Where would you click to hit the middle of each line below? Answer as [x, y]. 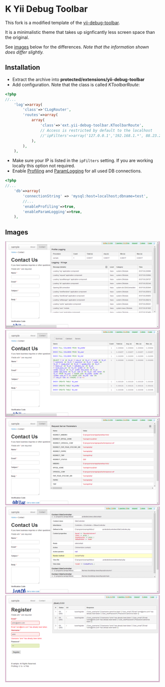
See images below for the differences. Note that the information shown [77, 47]
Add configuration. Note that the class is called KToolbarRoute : [76, 84]
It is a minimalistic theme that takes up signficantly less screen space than [80, 32]
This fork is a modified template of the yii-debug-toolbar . [63, 23]
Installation [23, 68]
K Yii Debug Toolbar [46, 9]
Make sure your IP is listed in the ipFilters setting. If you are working [82, 161]
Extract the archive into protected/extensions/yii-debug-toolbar [78, 79]
